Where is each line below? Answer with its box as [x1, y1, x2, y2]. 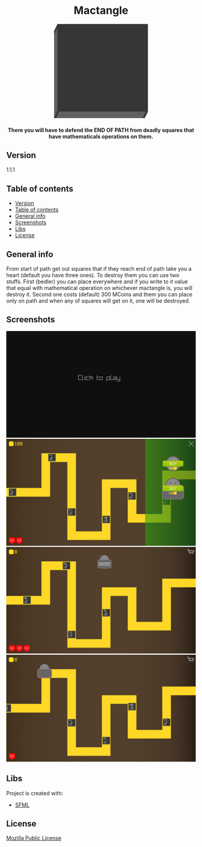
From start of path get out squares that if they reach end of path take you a [6, 265, 192, 272]
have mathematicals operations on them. [49, 133, 153, 140]
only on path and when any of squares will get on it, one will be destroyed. [6, 297, 191, 304]
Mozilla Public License [6, 834, 62, 842]
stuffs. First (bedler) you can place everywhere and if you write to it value [6, 278, 188, 285]
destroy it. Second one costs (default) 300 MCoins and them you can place [6, 291, 193, 298]
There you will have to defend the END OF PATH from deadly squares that [8, 126, 194, 133]
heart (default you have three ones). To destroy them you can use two [6, 271, 180, 279]
